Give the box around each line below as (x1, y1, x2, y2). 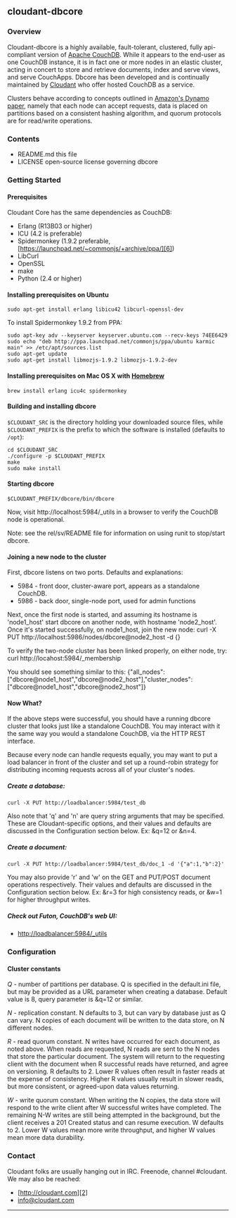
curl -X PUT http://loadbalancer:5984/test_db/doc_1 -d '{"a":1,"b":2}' (7, 861, 225, 868)
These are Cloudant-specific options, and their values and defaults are (7, 819, 212, 828)
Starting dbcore (7, 479, 55, 488)
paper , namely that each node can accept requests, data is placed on (7, 101, 208, 110)
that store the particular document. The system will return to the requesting (7, 1052, 225, 1061)
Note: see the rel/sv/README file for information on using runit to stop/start (7, 529, 225, 537)
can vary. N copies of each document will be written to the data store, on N (7, 1016, 225, 1025)
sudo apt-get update (7, 350, 68, 358)
